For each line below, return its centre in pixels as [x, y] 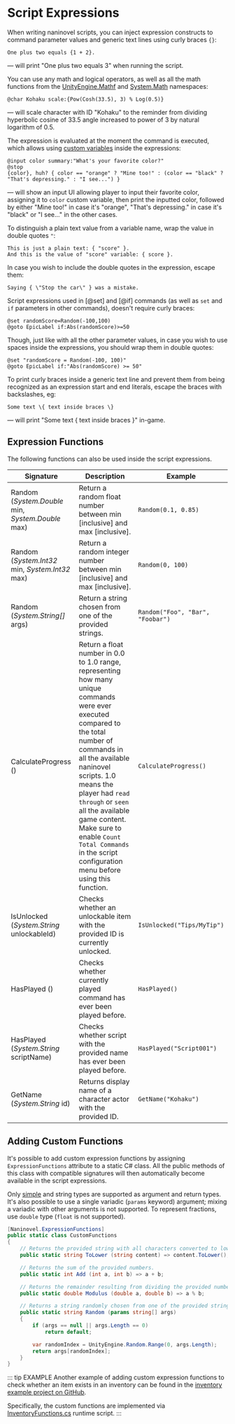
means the [96, 784]
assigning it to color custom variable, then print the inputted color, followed [116, 199]
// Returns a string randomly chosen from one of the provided [114, 1306]
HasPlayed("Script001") [178, 1048]
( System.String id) [41, 1103]
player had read [104, 793]
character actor [104, 1099]
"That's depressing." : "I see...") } [64, 179]
